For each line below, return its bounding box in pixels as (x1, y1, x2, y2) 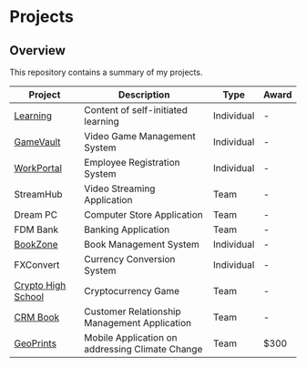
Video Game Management (84, 130, 196, 142)
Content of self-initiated (84, 104, 189, 116)
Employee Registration (84, 157, 180, 168)
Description (117, 88, 170, 101)
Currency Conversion (84, 253, 176, 265)
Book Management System (84, 239, 200, 250)
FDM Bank (14, 223, 59, 236)
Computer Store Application (84, 209, 203, 220)
